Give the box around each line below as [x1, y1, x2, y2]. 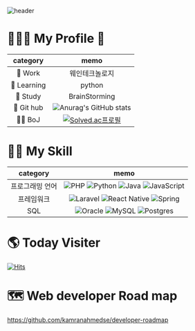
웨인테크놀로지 [69, 68, 115, 78]
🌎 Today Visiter [7, 235, 101, 251]
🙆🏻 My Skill [7, 144, 73, 159]
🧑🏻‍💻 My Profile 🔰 [7, 31, 105, 46]
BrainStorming [68, 91, 115, 101]
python [80, 80, 104, 90]
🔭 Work [16, 68, 40, 77]
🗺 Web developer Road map [7, 288, 178, 303]
